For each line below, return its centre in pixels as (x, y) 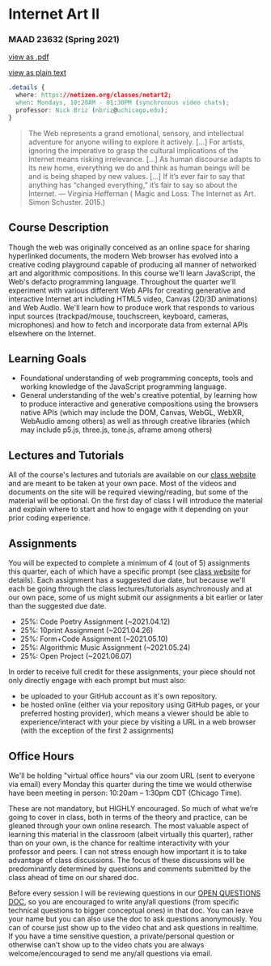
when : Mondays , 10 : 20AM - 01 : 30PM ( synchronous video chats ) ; (123, 103)
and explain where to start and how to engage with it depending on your (129, 509)
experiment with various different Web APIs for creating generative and (127, 290)
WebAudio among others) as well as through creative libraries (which (135, 421)
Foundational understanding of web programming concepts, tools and (136, 378)
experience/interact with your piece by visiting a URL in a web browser (138, 722)
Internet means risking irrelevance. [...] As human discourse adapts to (144, 159)
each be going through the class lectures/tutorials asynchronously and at (130, 589)
